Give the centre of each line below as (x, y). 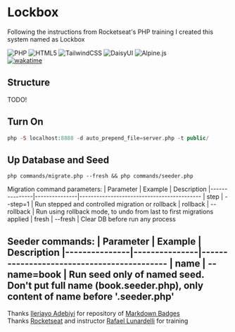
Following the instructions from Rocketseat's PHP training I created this (110, 32)
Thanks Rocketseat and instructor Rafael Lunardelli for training (98, 321)
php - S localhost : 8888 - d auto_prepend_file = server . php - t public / (108, 138)
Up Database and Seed (58, 160)
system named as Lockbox (46, 39)
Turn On (25, 122)
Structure (29, 83)
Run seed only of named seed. (137, 275)
